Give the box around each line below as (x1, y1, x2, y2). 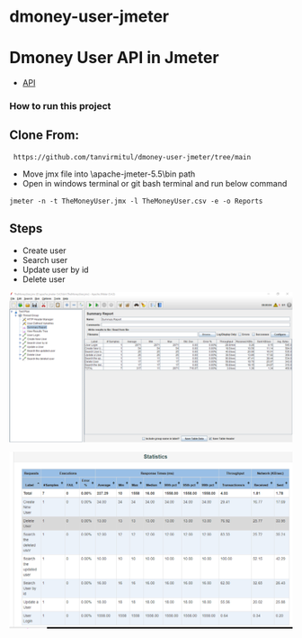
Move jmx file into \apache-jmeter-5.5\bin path (22, 169, 196, 179)
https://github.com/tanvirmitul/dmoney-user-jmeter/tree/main (13, 152, 252, 161)
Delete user (22, 273, 66, 285)
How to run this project (9, 100, 111, 113)
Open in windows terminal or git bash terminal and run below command (22, 178, 288, 188)
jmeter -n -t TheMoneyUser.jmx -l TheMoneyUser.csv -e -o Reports (9, 196, 263, 205)
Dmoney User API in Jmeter (9, 48, 219, 68)
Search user (22, 254, 68, 265)
